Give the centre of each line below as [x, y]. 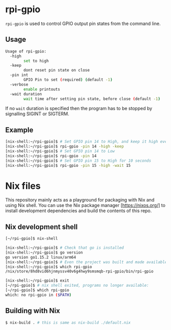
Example [19, 130]
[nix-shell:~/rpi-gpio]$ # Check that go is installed [65, 248]
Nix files [23, 186]
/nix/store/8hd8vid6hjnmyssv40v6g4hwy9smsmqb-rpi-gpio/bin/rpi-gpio [79, 271]
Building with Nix [33, 311]
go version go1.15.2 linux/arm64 [41, 257]
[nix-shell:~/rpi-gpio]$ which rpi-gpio [49, 267]
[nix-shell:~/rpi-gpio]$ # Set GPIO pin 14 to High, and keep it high [82, 142]
